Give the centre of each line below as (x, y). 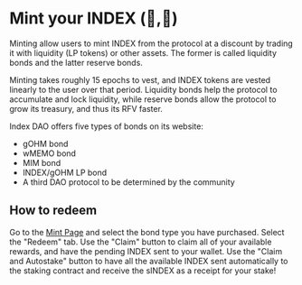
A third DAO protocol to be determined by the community (128, 182)
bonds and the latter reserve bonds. (76, 62)
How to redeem (53, 211)
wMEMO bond (49, 153)
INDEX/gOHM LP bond (65, 172)
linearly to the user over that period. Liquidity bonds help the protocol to (143, 89)
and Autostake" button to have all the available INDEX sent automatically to (149, 261)
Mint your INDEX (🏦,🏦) (94, 18)
